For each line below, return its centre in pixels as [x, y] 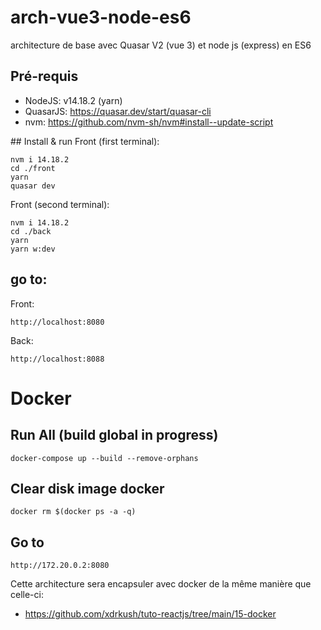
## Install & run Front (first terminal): [85, 141]
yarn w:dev [33, 249]
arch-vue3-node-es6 [101, 17]
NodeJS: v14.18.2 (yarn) [73, 100]
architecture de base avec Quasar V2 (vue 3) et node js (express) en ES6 [161, 45]
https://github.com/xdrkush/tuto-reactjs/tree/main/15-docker [150, 614]
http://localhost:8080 [57, 322]
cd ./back [31, 231]
